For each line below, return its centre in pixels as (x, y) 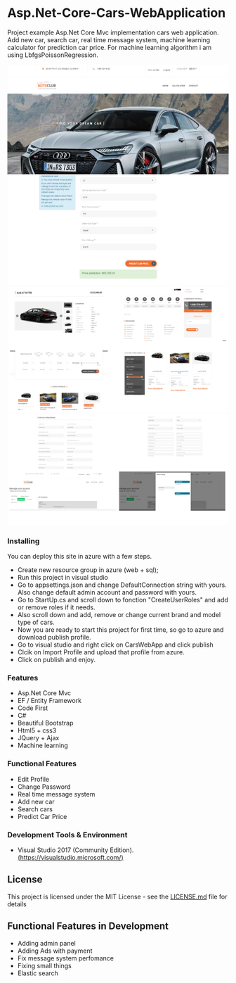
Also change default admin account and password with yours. (107, 592)
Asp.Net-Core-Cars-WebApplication (117, 13)
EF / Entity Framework (50, 701)
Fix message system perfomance (66, 958)
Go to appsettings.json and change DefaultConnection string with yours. (122, 585)
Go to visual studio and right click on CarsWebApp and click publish (116, 645)
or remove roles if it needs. (56, 607)
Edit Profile (33, 779)
